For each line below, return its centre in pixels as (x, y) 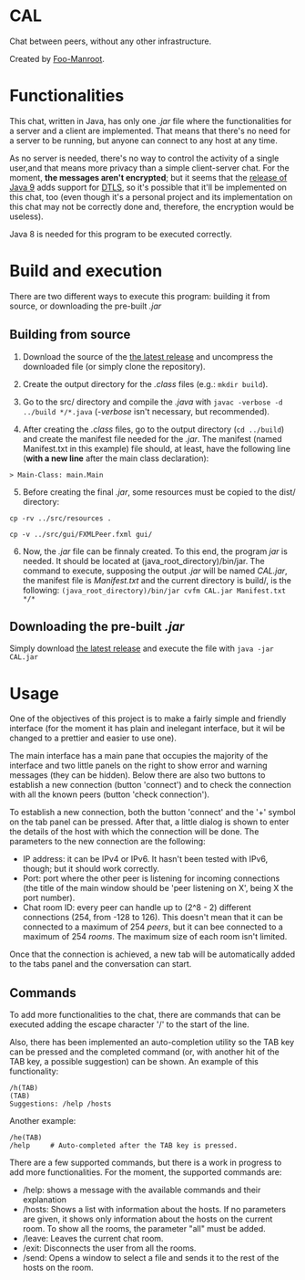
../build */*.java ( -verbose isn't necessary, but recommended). (146, 411)
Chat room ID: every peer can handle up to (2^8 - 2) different (137, 908)
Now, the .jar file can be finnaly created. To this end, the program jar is (155, 551)
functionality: (34, 1071)
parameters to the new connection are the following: (108, 842)
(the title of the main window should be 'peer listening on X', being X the (158, 888)
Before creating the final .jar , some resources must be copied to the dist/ (159, 492)
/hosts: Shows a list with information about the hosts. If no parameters (154, 1210)
